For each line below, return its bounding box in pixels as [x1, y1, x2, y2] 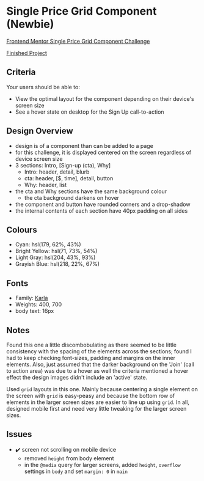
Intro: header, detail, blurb [24, 168, 90, 175]
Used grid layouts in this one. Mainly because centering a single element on [6, 386, 199, 392]
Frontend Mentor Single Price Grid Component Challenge [6, 37, 150, 45]
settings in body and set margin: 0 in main [24, 468, 128, 475]
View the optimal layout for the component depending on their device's [15, 95, 194, 102]
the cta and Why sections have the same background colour [15, 188, 167, 195]
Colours [6, 224, 38, 235]
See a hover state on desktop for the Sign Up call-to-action [15, 108, 164, 116]
